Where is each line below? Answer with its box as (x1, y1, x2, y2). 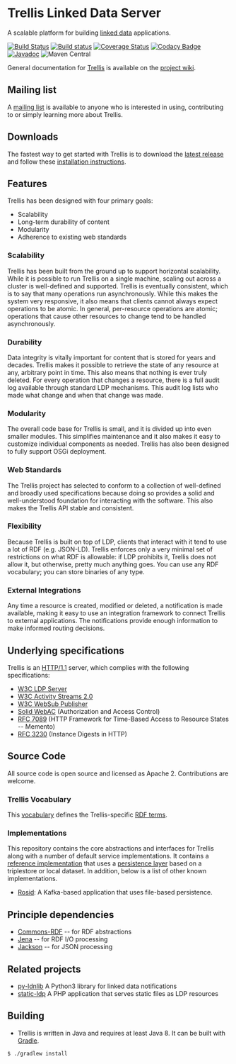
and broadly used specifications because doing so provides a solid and (7, 488, 215, 497)
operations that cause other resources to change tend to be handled (7, 312, 206, 320)
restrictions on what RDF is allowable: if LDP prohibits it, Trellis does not (7, 552, 217, 561)
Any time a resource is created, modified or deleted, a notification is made (7, 601, 223, 610)
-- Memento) (17, 722, 55, 731)
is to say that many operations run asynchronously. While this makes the (7, 289, 218, 298)
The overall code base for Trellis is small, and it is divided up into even (7, 425, 212, 433)
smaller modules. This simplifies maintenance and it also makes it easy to (7, 432, 221, 441)
